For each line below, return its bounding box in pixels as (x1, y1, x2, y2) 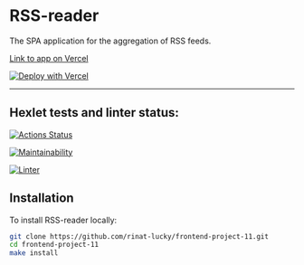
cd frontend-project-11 (9, 241, 100, 250)
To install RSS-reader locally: (9, 214, 118, 225)
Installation (9, 191, 74, 206)
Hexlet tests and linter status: (9, 105, 179, 120)
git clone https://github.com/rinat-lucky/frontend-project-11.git (9, 232, 270, 241)
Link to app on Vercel (9, 52, 89, 63)
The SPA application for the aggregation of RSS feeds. (9, 35, 212, 46)
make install (9, 249, 59, 258)
